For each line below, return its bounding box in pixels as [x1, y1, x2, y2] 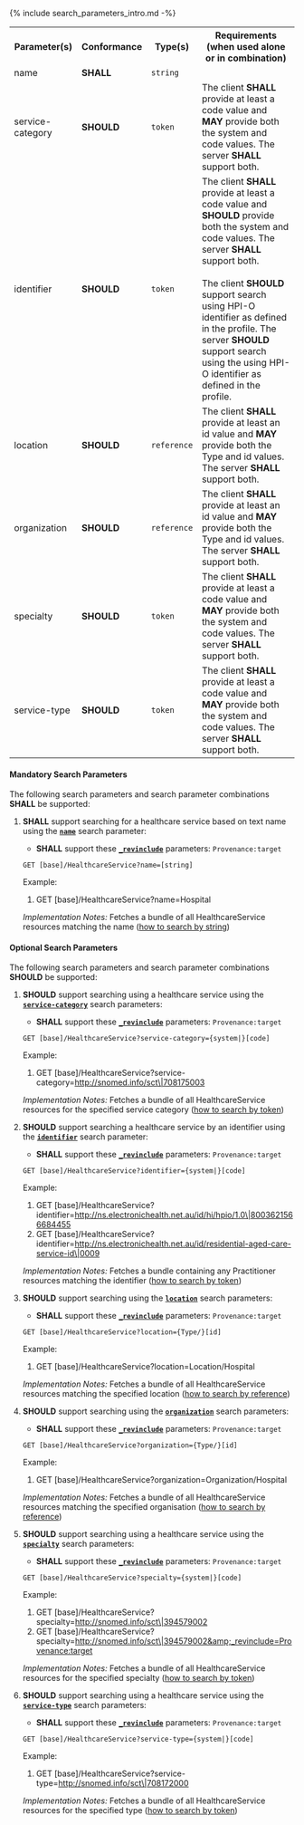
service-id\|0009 [35, 1248, 100, 1259]
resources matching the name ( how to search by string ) [22, 921, 231, 932]
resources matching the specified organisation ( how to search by [22, 1502, 266, 1513]
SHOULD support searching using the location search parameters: [22, 1292, 273, 1303]
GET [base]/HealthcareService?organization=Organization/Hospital [35, 1474, 288, 1485]
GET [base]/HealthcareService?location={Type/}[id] [22, 1328, 222, 1337]
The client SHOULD [202, 277, 285, 289]
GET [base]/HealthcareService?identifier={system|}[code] [22, 1167, 246, 1176]
